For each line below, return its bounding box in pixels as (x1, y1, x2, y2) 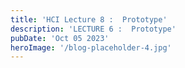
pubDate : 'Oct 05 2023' (10, 33, 110, 43)
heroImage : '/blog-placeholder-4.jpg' (10, 42, 172, 53)
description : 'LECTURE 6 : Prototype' (10, 24, 177, 34)
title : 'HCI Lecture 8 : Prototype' (10, 14, 168, 25)
